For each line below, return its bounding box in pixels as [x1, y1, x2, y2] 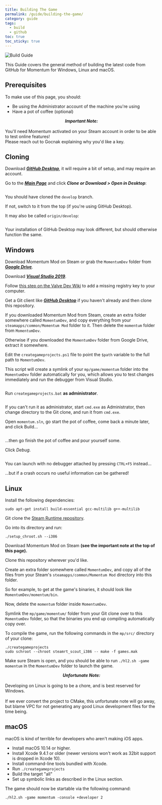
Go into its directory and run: [5, 525, 63, 530]
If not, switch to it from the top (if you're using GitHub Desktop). [5, 203, 132, 210]
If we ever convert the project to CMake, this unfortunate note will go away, [5, 698, 156, 704]
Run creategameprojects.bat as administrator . [5, 390, 98, 396]
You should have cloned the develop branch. [5, 194, 94, 200]
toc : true [5, 35, 25, 39]
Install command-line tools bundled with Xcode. [12, 761, 108, 767]
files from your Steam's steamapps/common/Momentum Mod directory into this [5, 572, 152, 577]
